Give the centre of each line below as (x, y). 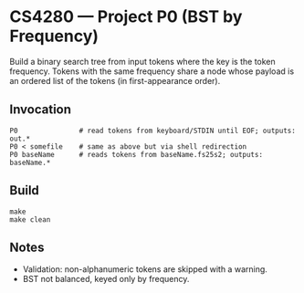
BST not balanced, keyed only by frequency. (106, 279)
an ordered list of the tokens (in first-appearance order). (115, 80)
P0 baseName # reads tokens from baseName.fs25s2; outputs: (136, 154)
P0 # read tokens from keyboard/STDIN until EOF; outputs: (153, 131)
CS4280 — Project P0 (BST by (126, 17)
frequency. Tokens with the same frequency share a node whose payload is (152, 71)
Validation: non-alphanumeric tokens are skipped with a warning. (145, 269)
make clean (30, 220)
